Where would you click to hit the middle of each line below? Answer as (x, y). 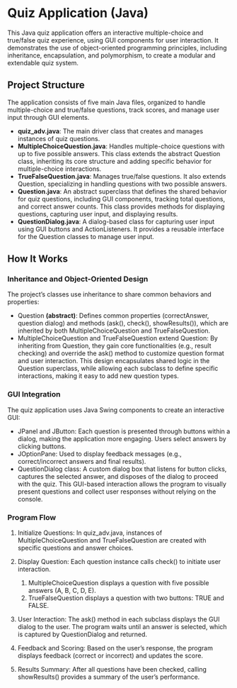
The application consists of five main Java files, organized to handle (106, 102)
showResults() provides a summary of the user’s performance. (109, 677)
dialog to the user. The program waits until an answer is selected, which (122, 627)
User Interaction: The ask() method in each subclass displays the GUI (118, 619)
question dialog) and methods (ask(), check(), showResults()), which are (123, 323)
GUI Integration (34, 394)
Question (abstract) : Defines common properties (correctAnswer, (113, 316)
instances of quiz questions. (59, 138)
